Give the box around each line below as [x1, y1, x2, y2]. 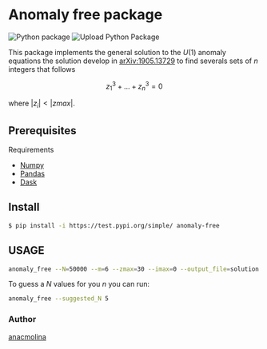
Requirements [8, 145, 54, 154]
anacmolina [8, 331, 46, 341]
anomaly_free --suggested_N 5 [8, 295, 110, 303]
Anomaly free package [8, 6, 163, 24]
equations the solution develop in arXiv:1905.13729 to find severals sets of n [8, 56, 258, 65]
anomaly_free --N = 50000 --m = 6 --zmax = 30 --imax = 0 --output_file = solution [8, 265, 260, 273]
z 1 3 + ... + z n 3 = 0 [106, 80, 163, 93]
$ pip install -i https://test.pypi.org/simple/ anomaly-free [8, 221, 220, 229]
